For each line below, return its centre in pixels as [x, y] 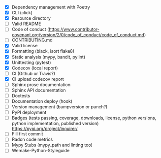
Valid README [26, 24]
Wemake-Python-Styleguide [41, 151]
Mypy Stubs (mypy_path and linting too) [52, 145]
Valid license [25, 46]
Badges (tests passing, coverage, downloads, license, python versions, [84, 118]
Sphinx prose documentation [41, 84]
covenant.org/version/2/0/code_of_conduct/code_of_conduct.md [78, 35]
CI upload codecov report [38, 79]
